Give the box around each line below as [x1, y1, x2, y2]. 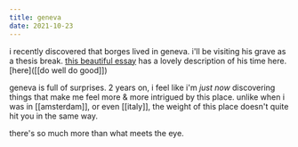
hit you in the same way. [9, 110, 98, 121]
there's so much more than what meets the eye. [9, 127, 184, 138]
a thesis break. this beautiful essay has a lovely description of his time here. [9, 55, 287, 66]
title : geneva [9, 12, 62, 22]
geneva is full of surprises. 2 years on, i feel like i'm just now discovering [9, 82, 276, 93]
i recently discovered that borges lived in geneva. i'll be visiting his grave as [9, 45, 286, 56]
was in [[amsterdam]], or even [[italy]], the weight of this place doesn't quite [9, 101, 289, 111]
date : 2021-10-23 [9, 21, 74, 30]
